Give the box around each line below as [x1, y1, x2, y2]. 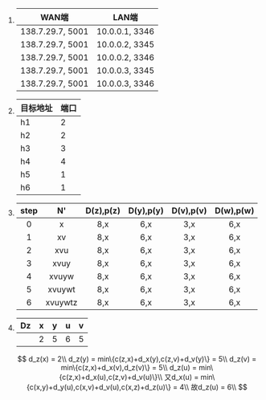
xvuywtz [45, 297, 78, 308]
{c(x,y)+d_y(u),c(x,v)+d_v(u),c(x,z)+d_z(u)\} [27, 382, 171, 392]
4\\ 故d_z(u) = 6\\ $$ [179, 382, 248, 392]
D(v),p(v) [171, 205, 207, 216]
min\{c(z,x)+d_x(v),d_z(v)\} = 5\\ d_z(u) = [60, 363, 198, 372]
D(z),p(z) [85, 205, 121, 216]
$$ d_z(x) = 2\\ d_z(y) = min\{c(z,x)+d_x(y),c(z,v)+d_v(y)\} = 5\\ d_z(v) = [17, 354, 257, 364]
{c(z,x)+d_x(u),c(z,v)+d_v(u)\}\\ [59, 373, 163, 382]
